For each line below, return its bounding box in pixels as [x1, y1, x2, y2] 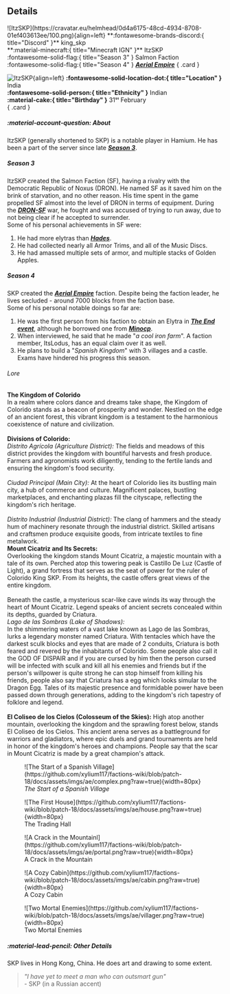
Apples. [16, 256, 39, 264]
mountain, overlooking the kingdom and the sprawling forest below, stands [7, 720, 218, 728]
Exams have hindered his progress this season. [16, 353, 151, 362]
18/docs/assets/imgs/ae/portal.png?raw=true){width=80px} [24, 847, 194, 856]
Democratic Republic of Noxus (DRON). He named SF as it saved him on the [7, 184, 222, 192]
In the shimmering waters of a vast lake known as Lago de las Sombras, [7, 625, 211, 633]
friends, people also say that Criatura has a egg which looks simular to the [7, 676, 218, 684]
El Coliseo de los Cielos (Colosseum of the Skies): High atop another [7, 712, 205, 721]
